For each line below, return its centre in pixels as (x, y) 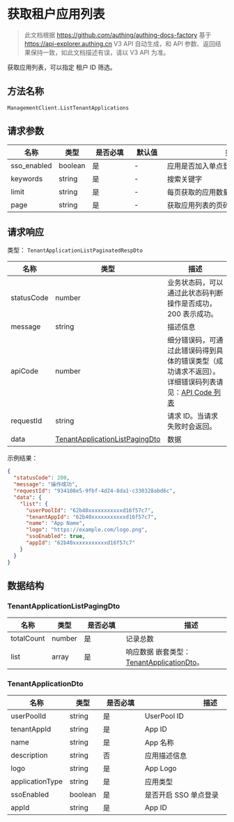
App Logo (161, 768)
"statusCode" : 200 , (42, 478)
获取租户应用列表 (56, 14)
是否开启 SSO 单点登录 (182, 795)
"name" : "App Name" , (55, 523)
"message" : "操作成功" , (46, 485)
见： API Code (189, 393)
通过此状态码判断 (195, 293)
